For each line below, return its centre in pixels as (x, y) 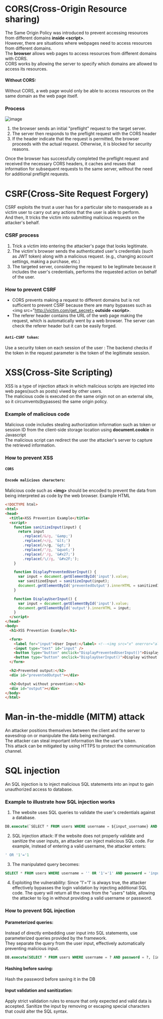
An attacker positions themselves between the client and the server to (75, 730)
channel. (14, 751)
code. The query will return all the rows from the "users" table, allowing (83, 893)
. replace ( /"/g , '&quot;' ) (49, 550)
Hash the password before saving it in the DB (50, 979)
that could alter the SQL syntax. (37, 1011)
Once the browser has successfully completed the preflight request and (77, 158)
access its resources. (26, 69)
